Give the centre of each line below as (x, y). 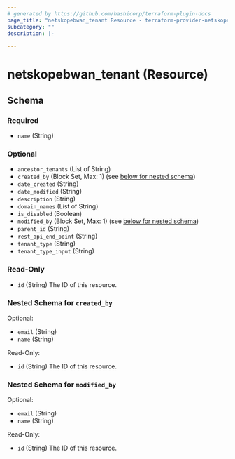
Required (23, 120)
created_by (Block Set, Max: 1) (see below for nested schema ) (106, 177)
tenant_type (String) (46, 244)
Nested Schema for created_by (60, 302)
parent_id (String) (43, 229)
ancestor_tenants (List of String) (64, 169)
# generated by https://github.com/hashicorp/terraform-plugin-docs (109, 14)
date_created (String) (48, 184)
